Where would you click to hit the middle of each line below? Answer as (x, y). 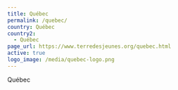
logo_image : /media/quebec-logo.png (61, 60)
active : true (26, 53)
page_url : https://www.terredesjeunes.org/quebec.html (89, 46)
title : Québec (28, 14)
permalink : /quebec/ (38, 20)
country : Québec (31, 27)
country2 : (22, 33)
